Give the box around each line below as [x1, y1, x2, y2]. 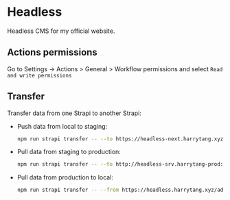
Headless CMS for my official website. [7, 27, 115, 35]
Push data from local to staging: [16, 122, 108, 130]
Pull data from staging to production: [16, 148, 122, 156]
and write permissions [7, 72, 72, 79]
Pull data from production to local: [16, 173, 113, 182]
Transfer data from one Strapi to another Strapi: [7, 109, 142, 117]
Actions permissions [7, 47, 97, 58]
